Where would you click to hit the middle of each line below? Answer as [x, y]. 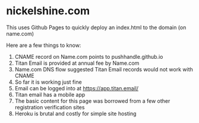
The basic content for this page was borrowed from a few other [92, 101]
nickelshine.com [48, 11]
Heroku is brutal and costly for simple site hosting [75, 113]
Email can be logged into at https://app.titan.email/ [76, 88]
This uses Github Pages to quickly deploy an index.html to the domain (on [96, 27]
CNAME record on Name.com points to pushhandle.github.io [89, 56]
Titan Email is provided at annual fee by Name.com [77, 63]
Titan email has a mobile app [50, 94]
